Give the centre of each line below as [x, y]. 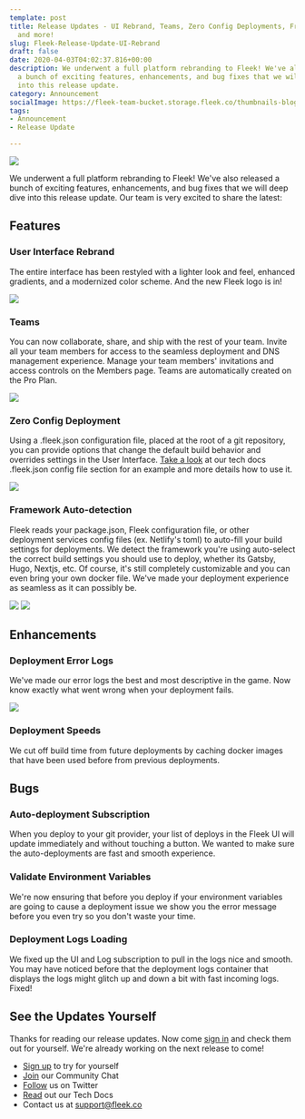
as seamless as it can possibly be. [74, 587]
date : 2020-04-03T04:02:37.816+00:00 [81, 60]
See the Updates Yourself [83, 1017]
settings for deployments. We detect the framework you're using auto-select [152, 549]
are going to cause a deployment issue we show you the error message [143, 906]
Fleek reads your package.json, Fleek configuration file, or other [129, 530]
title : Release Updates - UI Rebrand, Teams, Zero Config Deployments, [148, 26]
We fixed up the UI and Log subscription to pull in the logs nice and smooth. [151, 959]
